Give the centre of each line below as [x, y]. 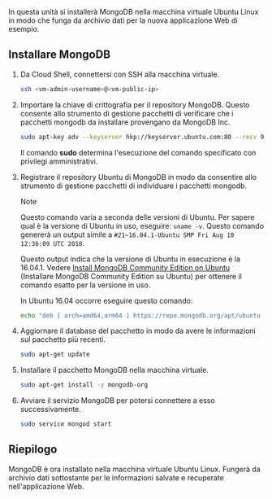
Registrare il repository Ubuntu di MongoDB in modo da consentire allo [138, 177]
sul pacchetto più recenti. [63, 339]
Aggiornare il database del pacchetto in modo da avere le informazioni [138, 331]
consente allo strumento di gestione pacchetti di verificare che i [127, 113]
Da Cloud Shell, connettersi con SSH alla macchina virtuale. [120, 74]
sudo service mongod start [66, 424]
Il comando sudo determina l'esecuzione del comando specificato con [138, 152]
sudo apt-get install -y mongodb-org [84, 385]
